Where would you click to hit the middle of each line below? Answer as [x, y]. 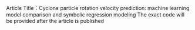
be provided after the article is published [55, 21]
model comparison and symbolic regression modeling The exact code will [95, 15]
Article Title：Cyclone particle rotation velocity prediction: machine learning [98, 8]
